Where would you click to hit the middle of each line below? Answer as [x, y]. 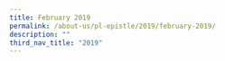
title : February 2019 [50, 17]
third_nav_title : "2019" [56, 43]
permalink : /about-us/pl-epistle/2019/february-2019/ [113, 26]
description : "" [40, 34]
